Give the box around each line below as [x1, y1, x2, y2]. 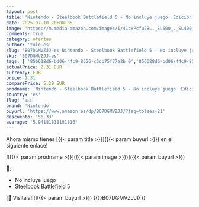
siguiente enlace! [6, 142, 48, 149]
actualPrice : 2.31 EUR [6, 64, 62, 70]
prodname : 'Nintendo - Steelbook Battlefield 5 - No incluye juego [6, 86, 176, 92]
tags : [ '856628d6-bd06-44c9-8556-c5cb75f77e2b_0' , [6, 58, 136, 64]
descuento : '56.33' [6, 114, 54, 120]
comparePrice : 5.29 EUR [6, 81, 65, 87]
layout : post [6, 8, 38, 15]
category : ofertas [6, 36, 52, 42]
